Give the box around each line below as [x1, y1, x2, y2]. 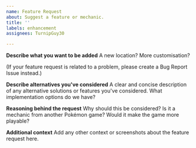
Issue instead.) [6, 70, 43, 77]
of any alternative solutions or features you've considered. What [6, 87, 162, 94]
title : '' [6, 19, 31, 25]
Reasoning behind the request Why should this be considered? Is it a [6, 105, 176, 112]
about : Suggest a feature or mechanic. [6, 14, 104, 20]
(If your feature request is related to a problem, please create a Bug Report [6, 63, 188, 71]
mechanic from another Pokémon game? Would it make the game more [6, 111, 179, 119]
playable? [6, 117, 30, 124]
